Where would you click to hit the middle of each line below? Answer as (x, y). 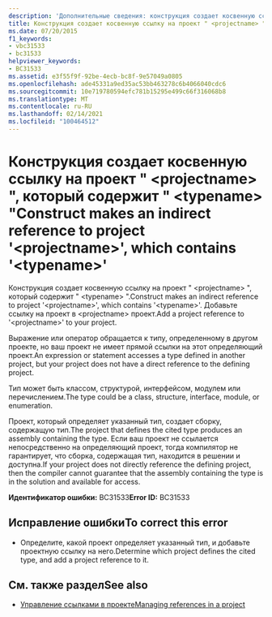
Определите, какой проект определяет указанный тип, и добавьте (135, 542)
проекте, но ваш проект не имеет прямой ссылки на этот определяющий (136, 347)
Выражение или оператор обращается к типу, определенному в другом (133, 338)
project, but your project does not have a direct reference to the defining (130, 364)
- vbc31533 (27, 46)
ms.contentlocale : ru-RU (50, 106)
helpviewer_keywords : (45, 62)
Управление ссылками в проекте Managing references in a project (132, 605)
